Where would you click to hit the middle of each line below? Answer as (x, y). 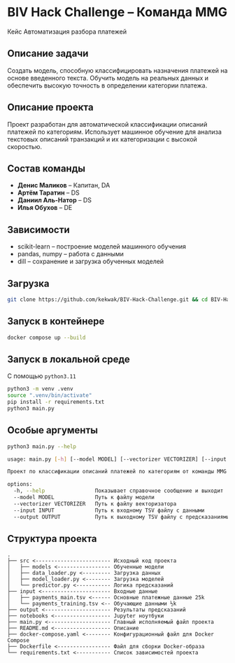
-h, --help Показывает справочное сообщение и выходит (119, 491)
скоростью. (25, 146)
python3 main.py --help (42, 446)
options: (20, 484)
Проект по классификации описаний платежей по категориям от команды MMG (117, 472)
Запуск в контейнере (56, 322)
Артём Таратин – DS (49, 193)
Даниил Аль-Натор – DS (55, 200)
